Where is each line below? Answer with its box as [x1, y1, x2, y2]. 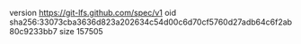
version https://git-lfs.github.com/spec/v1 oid [9, 8, 177, 18]
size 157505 [59, 26, 103, 36]
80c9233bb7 [9, 26, 58, 36]
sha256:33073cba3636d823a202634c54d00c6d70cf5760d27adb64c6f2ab [9, 17, 293, 27]
